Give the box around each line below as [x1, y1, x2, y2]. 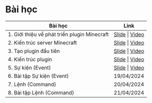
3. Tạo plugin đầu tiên [8, 47, 60, 54]
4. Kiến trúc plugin [8, 55, 52, 63]
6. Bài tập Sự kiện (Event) [8, 72, 69, 79]
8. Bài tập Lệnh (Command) [8, 89, 74, 96]
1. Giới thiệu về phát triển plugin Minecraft [8, 31, 109, 38]
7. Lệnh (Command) [8, 80, 56, 88]
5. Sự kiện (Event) [8, 64, 51, 71]
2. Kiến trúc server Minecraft [8, 39, 77, 46]
